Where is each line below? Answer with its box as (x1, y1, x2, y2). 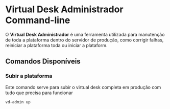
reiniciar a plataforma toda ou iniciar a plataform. (5, 42, 108, 48)
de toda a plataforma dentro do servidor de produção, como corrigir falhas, (5, 37, 164, 43)
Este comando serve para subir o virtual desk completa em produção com (5, 84, 161, 90)
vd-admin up (5, 99, 31, 104)
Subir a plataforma (5, 73, 53, 80)
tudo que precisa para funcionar (5, 90, 73, 96)
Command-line (5, 14, 70, 26)
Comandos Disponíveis (5, 57, 81, 66)
